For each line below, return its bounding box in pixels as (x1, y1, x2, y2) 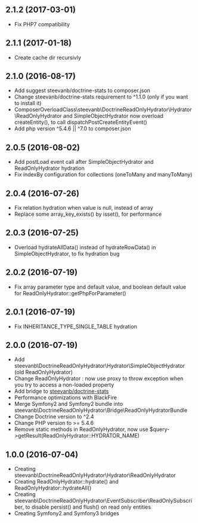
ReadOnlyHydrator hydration (14, 164, 85, 172)
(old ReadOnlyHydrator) (14, 369, 73, 376)
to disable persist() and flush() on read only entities (25, 503, 151, 510)
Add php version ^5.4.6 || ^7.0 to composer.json (14, 125, 132, 132)
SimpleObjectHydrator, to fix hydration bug (14, 250, 120, 257)
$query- (149, 426, 170, 433)
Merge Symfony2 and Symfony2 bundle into (14, 400, 123, 408)
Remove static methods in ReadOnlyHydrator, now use (14, 426, 148, 433)
